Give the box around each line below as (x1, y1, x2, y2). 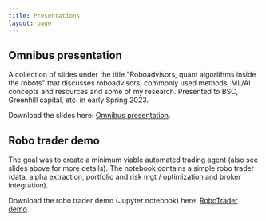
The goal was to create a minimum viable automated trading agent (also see (8, 155, 258, 164)
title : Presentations (8, 11, 81, 20)
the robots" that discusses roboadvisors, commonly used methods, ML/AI (8, 78, 251, 88)
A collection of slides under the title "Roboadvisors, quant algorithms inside (8, 69, 256, 80)
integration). (8, 180, 49, 190)
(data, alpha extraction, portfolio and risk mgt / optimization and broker (8, 172, 241, 182)
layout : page (8, 19, 52, 27)
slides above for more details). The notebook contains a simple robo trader (8, 164, 254, 173)
